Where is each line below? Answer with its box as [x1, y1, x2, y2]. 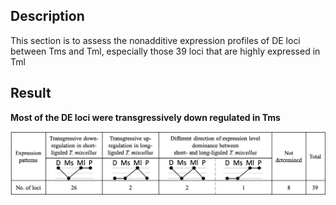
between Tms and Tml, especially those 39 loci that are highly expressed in [10, 45, 321, 57]
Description [10, 8, 85, 25]
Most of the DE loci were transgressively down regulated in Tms [10, 111, 281, 123]
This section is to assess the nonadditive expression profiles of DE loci [10, 34, 301, 46]
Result [10, 85, 52, 102]
